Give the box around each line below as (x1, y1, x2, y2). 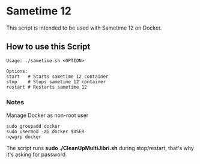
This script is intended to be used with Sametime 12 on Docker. (6, 24, 162, 31)
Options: (6, 68, 28, 74)
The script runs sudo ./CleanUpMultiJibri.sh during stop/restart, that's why (6, 145, 194, 152)
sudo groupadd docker (6, 124, 61, 130)
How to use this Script (6, 42, 91, 52)
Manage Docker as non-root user (6, 112, 89, 119)
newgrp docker (6, 134, 42, 140)
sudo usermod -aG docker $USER (6, 128, 85, 135)
